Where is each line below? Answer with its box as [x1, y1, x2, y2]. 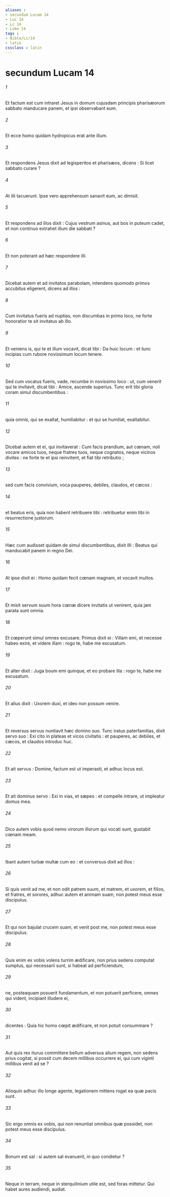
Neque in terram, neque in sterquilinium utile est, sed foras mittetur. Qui [5, 1181, 155, 1187]
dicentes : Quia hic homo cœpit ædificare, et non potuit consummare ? [5, 1022, 153, 1028]
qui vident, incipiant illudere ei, [5, 995, 70, 1001]
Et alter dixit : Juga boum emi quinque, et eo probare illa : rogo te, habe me [5, 668, 162, 674]
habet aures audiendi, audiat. [5, 1186, 66, 1192]
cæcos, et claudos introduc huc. [5, 739, 73, 745]
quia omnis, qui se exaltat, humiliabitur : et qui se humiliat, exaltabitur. [5, 417, 151, 423]
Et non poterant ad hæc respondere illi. [5, 253, 87, 259]
